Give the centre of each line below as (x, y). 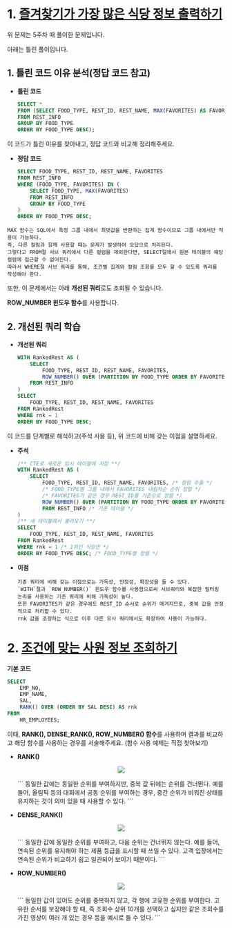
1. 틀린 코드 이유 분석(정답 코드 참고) (79, 73)
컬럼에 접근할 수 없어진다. (39, 260)
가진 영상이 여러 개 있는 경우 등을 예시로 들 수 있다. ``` (89, 917)
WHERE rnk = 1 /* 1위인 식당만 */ (63, 547)
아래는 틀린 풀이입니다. (38, 49)
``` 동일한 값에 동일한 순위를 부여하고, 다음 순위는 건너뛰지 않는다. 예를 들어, (118, 842)
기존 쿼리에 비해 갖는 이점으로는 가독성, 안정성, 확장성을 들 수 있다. (104, 582)
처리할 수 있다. (53, 611)
